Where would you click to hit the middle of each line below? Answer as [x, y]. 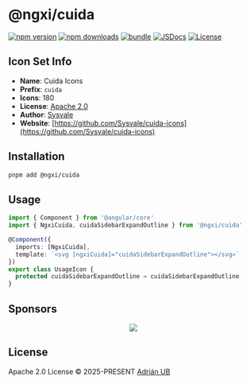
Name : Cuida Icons [51, 80]
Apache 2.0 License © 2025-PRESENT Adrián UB [89, 371]
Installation [37, 157]
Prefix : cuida [40, 89]
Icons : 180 [37, 98]
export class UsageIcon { [51, 269]
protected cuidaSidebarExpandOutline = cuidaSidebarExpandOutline [127, 277]
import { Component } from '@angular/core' [81, 218]
